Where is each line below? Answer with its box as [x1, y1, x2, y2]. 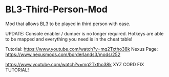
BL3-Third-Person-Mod [5, 4, 108, 15]
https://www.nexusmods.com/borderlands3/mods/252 [5, 51, 121, 57]
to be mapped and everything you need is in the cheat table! [5, 36, 133, 42]
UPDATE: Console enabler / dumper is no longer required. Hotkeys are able [5, 30, 164, 36]
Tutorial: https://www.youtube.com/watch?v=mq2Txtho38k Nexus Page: [5, 46, 158, 52]
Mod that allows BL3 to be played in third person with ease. [5, 21, 131, 27]
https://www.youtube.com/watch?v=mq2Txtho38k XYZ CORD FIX [5, 61, 144, 67]
